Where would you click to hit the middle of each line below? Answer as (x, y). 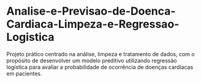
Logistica (30, 37)
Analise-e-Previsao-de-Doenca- (91, 11)
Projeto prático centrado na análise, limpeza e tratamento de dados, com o (100, 54)
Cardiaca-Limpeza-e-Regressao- (93, 24)
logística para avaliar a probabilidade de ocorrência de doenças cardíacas (100, 67)
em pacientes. (24, 73)
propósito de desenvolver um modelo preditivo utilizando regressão (92, 60)
